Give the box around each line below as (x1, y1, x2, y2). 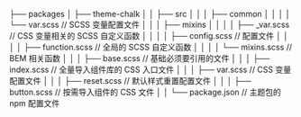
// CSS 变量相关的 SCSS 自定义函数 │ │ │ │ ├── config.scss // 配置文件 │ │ (9, 31, 288, 40)
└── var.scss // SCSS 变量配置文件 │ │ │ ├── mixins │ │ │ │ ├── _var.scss (9, 19, 290, 30)
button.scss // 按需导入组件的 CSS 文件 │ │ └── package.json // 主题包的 (9, 86, 282, 97)
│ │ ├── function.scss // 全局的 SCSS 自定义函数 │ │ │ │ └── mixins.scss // (9, 41, 293, 52)
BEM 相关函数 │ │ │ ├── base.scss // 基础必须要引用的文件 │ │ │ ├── (9, 53, 270, 63)
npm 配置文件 (9, 98, 60, 108)
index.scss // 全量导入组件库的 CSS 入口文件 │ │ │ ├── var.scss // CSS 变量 (9, 64, 292, 75)
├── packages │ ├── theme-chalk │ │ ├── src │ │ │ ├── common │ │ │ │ (9, 9, 291, 19)
